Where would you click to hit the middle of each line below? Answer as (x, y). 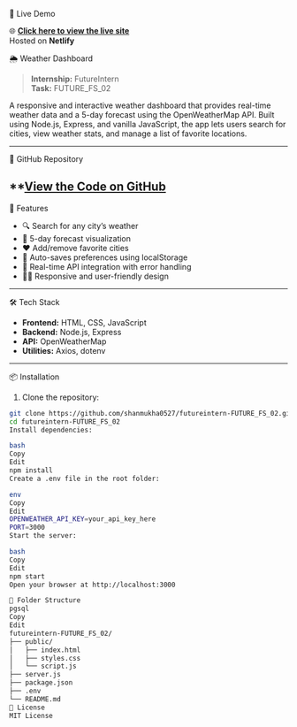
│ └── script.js (43, 666)
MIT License (31, 716)
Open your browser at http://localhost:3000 (92, 585)
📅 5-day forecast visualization (76, 238)
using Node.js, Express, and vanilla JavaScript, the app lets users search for (148, 124)
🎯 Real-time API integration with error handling (107, 266)
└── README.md (35, 699)
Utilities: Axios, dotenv (64, 350)
